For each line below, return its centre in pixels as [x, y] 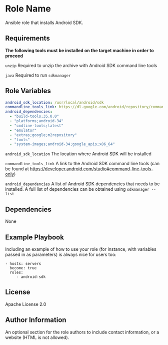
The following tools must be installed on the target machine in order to [79, 50]
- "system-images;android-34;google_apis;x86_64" [62, 144]
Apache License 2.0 [26, 304]
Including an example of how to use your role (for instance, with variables [81, 249]
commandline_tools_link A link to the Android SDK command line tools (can [82, 164]
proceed [14, 56]
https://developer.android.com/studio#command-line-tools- [91, 169]
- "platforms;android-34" [37, 121]
